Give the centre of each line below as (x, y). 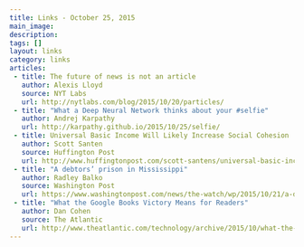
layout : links (36, 52)
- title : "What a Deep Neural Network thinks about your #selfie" (141, 110)
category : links (40, 60)
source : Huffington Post (68, 152)
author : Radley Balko (62, 177)
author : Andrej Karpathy (68, 119)
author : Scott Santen (62, 144)
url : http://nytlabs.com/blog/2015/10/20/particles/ (123, 102)
